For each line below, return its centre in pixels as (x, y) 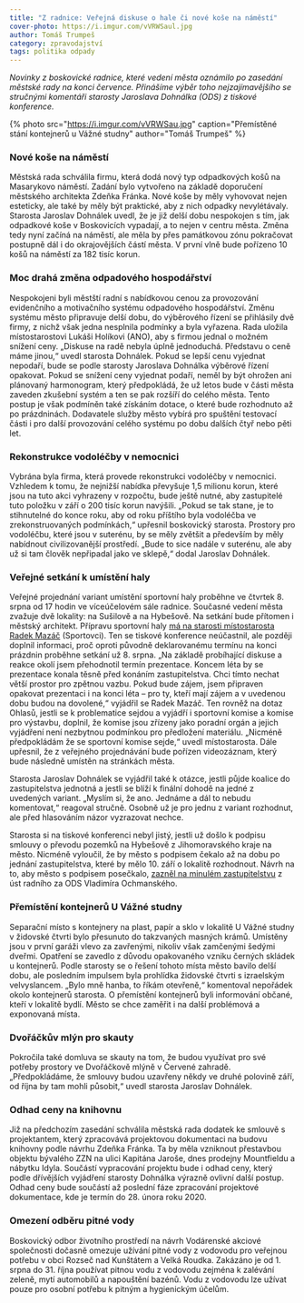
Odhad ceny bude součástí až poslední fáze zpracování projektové (134, 1188)
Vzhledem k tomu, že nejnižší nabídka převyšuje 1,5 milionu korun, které (144, 486)
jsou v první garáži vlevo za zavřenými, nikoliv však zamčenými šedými (142, 946)
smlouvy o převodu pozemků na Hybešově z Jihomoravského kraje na (141, 845)
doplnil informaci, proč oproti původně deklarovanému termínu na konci (143, 646)
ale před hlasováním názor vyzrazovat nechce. (97, 817)
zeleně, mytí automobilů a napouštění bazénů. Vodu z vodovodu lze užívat (148, 1279)
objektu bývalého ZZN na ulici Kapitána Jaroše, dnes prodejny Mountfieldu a (152, 1158)
